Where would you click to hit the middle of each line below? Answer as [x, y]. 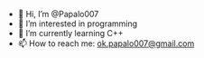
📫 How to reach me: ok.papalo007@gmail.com [106, 43]
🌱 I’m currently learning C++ [70, 33]
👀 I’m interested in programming [78, 24]
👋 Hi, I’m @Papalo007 [58, 14]
